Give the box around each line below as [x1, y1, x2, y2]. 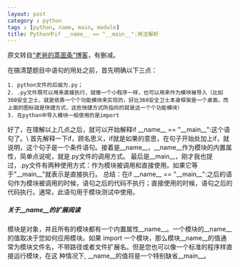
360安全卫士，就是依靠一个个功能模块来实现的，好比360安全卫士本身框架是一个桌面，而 [7, 97, 229, 104]
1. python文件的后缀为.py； [7, 81, 84, 89]
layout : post [7, 10, 46, 18]
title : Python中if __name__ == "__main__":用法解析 [7, 30, 159, 38]
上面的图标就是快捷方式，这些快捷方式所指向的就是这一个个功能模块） [7, 104, 184, 111]
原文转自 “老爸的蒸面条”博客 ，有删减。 [7, 51, 120, 59]
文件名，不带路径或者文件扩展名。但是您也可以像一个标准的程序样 [31, 243, 226, 251]
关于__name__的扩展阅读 [7, 205, 81, 214]
